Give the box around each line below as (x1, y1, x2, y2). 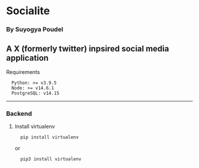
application (6, 53, 49, 63)
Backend (6, 109, 33, 118)
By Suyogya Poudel (6, 25, 63, 34)
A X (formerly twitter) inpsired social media (6, 43, 169, 54)
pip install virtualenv (20, 134, 79, 140)
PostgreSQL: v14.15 (11, 90, 60, 96)
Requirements (6, 68, 40, 75)
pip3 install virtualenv (20, 156, 82, 162)
